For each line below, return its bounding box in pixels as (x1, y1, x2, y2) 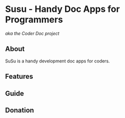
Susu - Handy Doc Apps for (5, 3, 120, 15)
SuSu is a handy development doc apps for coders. (5, 58, 110, 64)
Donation (5, 106, 34, 115)
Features (5, 72, 33, 81)
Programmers (5, 14, 63, 25)
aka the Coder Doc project (5, 30, 60, 36)
